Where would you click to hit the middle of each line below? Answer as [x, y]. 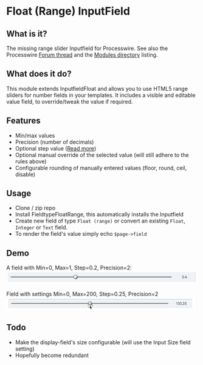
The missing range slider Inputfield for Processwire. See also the [87, 48]
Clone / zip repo [35, 208]
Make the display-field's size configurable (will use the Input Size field [103, 342]
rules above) [31, 161]
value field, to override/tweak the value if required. [70, 101]
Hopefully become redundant [52, 355]
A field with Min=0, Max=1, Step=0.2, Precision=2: [69, 268]
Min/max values [35, 135]
